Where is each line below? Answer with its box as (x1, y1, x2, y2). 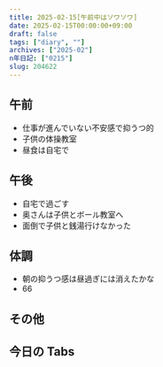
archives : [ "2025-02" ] (9, 46, 93, 55)
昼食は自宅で (21, 144, 69, 155)
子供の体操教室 (21, 134, 77, 144)
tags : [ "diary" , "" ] (9, 37, 86, 47)
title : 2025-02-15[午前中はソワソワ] (9, 12, 138, 22)
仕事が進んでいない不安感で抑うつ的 (21, 122, 155, 133)
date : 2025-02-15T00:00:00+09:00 (9, 21, 133, 30)
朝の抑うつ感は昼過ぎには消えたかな (21, 273, 155, 284)
